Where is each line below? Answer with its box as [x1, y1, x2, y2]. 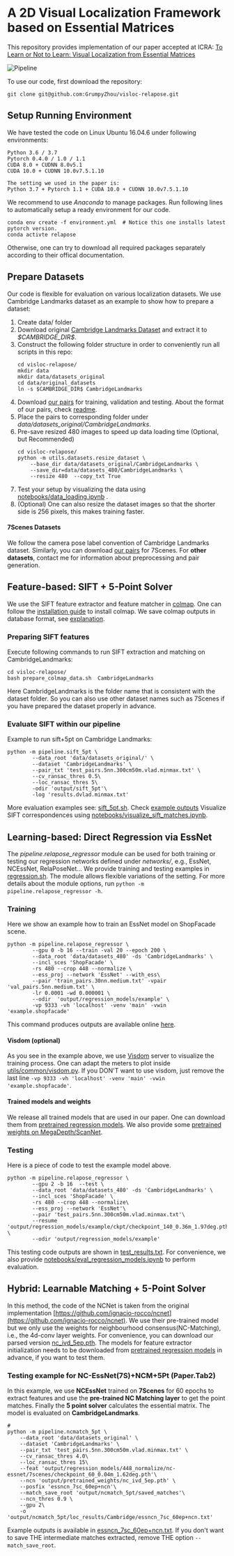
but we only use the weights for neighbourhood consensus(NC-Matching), [7, 1324, 221, 1332]
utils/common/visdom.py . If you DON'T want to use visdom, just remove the [7, 1066, 225, 1075]
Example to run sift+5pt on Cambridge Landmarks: [7, 735, 153, 744]
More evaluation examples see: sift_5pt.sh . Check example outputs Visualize [7, 804, 226, 812]
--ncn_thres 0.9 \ [19, 1495, 73, 1503]
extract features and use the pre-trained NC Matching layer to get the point [7, 1394, 226, 1402]
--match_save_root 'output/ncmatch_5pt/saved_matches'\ [19, 1490, 186, 1497]
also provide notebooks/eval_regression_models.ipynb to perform [7, 1255, 196, 1264]
